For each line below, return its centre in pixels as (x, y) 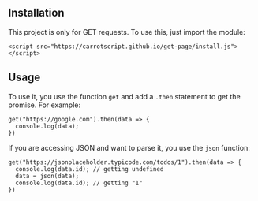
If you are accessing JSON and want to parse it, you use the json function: (129, 147)
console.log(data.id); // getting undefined (90, 169)
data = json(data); (47, 176)
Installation (36, 13)
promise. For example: (45, 105)
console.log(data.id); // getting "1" (79, 183)
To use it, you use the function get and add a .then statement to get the (124, 96)
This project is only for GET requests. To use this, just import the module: (127, 32)
